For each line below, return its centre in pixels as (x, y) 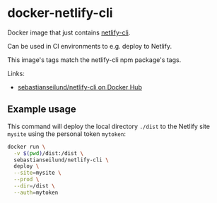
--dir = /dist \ (34, 186)
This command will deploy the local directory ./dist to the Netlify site (109, 126)
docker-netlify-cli (60, 13)
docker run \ (27, 147)
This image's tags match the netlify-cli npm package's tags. (94, 60)
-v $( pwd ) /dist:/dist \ (48, 153)
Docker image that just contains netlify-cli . (69, 32)
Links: (16, 73)
